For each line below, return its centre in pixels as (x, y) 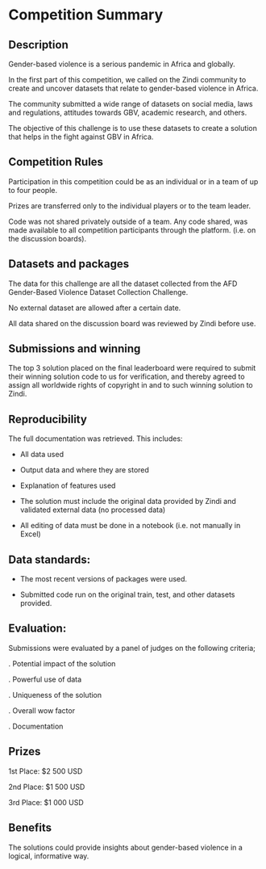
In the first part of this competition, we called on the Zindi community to (127, 80)
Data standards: (50, 559)
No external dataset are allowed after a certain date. (95, 308)
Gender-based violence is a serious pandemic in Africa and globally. (122, 64)
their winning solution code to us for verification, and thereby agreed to (127, 376)
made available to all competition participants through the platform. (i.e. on (132, 230)
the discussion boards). (48, 238)
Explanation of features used (68, 485)
